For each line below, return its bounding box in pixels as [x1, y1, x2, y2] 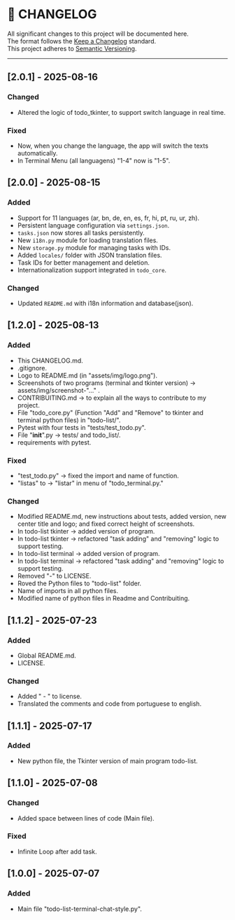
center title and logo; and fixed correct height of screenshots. [17, 520, 195, 528]
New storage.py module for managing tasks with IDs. [17, 243, 171, 251]
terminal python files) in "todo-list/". [17, 416, 121, 424]
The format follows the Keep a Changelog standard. [7, 36, 156, 45]
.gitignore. [17, 363, 48, 372]
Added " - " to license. [17, 692, 83, 701]
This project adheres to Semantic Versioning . [7, 44, 137, 53]
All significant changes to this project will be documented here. [7, 29, 189, 38]
